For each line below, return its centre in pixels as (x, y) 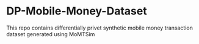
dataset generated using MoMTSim (51, 34)
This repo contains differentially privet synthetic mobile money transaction (100, 28)
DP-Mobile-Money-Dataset (77, 11)
